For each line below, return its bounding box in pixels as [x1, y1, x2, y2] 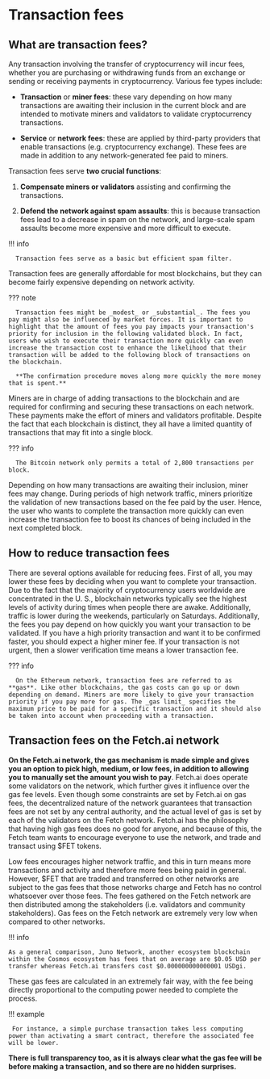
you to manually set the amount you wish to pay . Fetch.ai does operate [8, 772, 248, 782]
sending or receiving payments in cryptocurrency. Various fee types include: [8, 77, 263, 86]
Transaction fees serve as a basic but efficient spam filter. [15, 254, 232, 262]
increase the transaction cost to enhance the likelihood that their [8, 344, 247, 352]
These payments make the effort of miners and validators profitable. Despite [8, 410, 262, 420]
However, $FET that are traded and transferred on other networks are [8, 874, 239, 884]
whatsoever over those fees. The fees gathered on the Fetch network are [8, 891, 251, 901]
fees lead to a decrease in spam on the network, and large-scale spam [19, 215, 255, 224]
